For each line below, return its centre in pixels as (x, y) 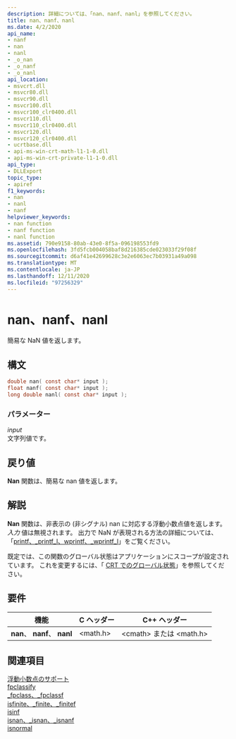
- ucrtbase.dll (30, 145)
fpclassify (22, 687)
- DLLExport (25, 171)
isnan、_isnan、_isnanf (41, 721)
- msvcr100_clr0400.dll (42, 112)
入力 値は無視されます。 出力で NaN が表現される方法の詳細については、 (112, 532)
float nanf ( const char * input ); (58, 389)
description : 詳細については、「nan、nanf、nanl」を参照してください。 (101, 14)
